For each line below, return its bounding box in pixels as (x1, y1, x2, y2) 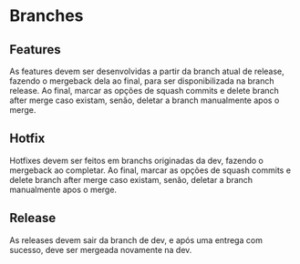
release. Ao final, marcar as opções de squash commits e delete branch (9, 86, 280, 96)
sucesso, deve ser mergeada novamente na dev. (9, 244, 192, 255)
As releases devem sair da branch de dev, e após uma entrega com (9, 234, 263, 246)
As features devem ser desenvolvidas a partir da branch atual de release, (9, 66, 284, 76)
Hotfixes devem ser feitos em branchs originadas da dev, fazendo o (9, 155, 264, 166)
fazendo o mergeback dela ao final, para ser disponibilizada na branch (9, 76, 275, 86)
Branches (9, 5, 84, 26)
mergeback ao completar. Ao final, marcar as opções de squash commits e (9, 165, 292, 176)
